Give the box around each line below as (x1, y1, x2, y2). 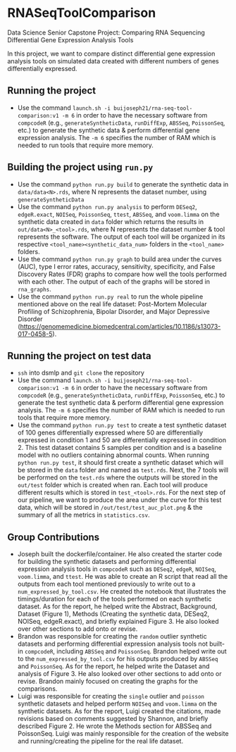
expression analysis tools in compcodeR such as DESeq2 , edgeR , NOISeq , (17, 565, 216, 573)
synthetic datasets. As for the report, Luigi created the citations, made (17, 707, 221, 715)
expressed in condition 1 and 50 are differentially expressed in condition (17, 436, 227, 444)
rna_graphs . (17, 284, 51, 293)
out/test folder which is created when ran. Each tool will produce (17, 481, 208, 489)
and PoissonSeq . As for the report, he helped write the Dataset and (17, 662, 210, 670)
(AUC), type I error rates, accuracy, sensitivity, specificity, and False (17, 262, 216, 270)
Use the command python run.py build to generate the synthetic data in (17, 180, 229, 188)
